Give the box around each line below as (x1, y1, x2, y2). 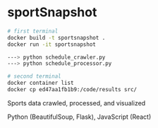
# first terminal (7, 28, 59, 35)
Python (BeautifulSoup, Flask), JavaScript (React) (7, 112, 152, 121)
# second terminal (7, 73, 61, 80)
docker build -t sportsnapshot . (7, 34, 106, 41)
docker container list (7, 79, 74, 87)
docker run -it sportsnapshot (7, 40, 97, 48)
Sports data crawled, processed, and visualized (7, 98, 146, 107)
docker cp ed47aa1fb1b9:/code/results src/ (7, 86, 138, 93)
